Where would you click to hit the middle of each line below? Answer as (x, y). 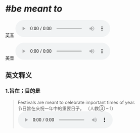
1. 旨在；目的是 (23, 91)
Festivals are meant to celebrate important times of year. (76, 102)
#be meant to (34, 9)
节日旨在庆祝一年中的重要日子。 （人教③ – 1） (67, 108)
